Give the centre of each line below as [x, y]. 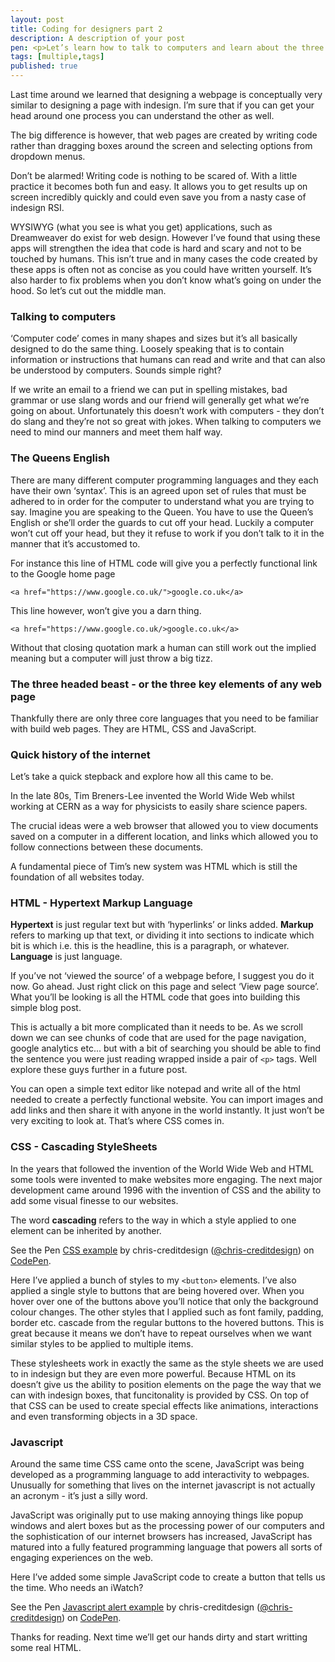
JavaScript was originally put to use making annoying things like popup [157, 1515]
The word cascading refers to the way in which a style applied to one [153, 1220]
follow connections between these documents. [107, 847]
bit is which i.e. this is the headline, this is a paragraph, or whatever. [150, 946]
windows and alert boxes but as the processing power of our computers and [167, 1526]
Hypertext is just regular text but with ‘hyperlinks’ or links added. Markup [162, 925]
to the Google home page [63, 573]
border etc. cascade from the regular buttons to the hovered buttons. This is [167, 1322]
